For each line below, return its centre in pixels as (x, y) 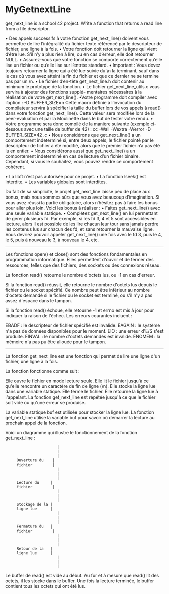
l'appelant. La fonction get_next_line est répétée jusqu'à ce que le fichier (80, 397)
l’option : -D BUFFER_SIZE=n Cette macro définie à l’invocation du (73, 102)
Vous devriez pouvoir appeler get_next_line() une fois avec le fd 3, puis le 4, (84, 234)
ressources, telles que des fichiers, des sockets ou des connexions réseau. (83, 265)
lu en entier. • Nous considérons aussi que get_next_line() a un (70, 151)
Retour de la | (34, 548)
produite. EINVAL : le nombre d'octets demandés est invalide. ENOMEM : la (83, 336)
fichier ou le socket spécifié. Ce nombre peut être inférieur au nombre (77, 290)
